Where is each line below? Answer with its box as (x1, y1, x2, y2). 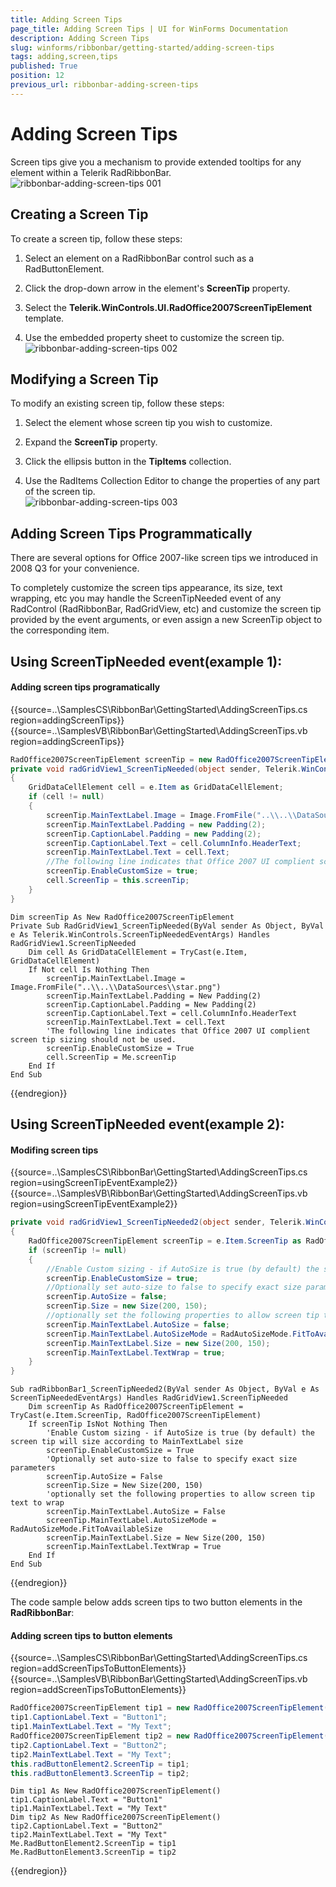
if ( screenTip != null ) (28, 1245, 128, 1255)
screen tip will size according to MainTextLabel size (10, 1437, 244, 1447)
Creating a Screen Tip (10, 206, 149, 223)
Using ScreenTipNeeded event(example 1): (10, 653, 283, 670)
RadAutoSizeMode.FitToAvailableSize (10, 1524, 163, 1535)
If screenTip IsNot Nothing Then (28, 1419, 168, 1430)
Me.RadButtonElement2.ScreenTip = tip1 (10, 1839, 177, 1849)
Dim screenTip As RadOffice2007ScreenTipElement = (28, 1402, 244, 1412)
